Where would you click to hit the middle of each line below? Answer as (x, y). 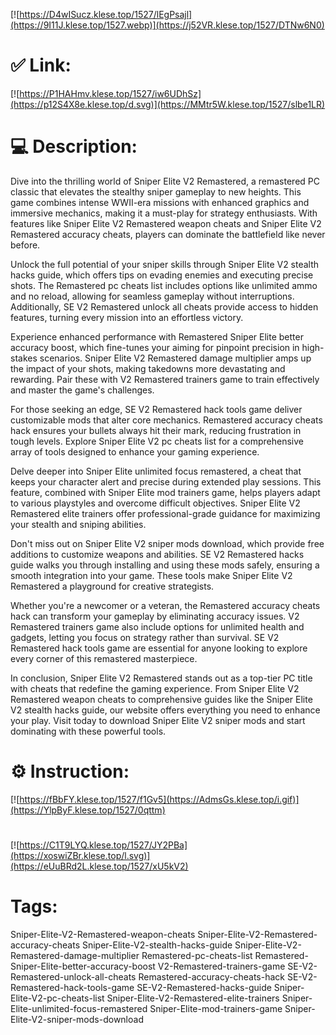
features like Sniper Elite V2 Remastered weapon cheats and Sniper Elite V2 (166, 223)
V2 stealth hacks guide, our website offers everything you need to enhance (165, 710)
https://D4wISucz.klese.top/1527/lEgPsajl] (106, 14)
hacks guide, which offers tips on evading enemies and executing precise (162, 275)
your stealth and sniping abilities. (78, 524)
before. (25, 245)
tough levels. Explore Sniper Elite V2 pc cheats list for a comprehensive (157, 441)
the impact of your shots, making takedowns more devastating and (148, 368)
